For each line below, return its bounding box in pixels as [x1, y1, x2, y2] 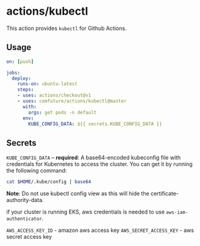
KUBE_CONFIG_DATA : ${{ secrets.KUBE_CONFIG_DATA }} [28, 121, 163, 127]
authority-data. [6, 196, 44, 204]
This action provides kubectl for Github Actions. [6, 24, 127, 32]
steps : [17, 87, 34, 93]
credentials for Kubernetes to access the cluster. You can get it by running [6, 160, 193, 168]
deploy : [12, 75, 32, 81]
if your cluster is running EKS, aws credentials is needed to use [6, 208, 165, 215]
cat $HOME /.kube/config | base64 [6, 179, 91, 185]
